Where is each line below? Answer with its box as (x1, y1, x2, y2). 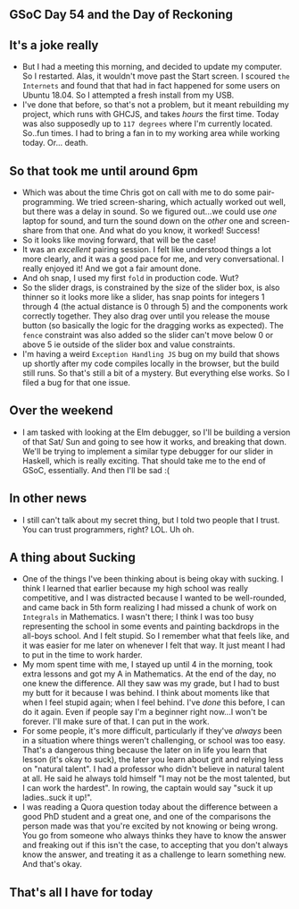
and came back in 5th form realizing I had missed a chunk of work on (21, 602, 278, 613)
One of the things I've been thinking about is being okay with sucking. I (21, 573, 284, 584)
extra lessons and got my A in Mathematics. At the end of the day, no (21, 668, 277, 679)
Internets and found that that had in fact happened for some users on (21, 81, 281, 91)
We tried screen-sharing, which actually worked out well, (76, 197, 287, 208)
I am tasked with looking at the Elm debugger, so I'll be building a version (21, 427, 291, 438)
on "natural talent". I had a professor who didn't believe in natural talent (21, 764, 285, 775)
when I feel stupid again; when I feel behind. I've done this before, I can (21, 697, 286, 708)
